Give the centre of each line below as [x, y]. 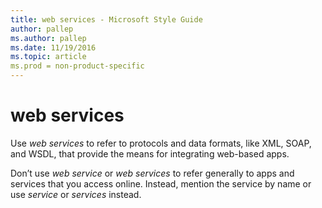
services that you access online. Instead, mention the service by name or [161, 183]
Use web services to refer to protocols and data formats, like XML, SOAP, [161, 143]
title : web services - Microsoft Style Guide [106, 19]
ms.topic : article [48, 57]
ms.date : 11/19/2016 [53, 47]
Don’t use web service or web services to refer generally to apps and [152, 173]
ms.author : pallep [48, 38]
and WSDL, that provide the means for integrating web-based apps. [150, 153]
